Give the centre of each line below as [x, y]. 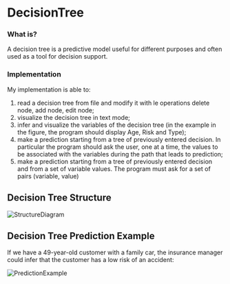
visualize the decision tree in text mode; [74, 117]
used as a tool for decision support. [57, 57]
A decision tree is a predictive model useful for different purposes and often [115, 49]
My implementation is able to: [49, 89]
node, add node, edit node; [55, 110]
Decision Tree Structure [59, 198]
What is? [22, 34]
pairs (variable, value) [48, 176]
